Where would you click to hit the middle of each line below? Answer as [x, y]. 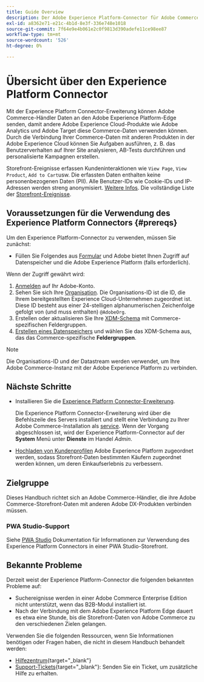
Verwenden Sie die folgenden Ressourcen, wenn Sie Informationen [90, 636]
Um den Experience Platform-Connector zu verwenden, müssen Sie [91, 237]
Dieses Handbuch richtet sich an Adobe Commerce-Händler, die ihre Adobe [101, 497]
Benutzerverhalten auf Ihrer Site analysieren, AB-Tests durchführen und [96, 150]
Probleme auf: [24, 586]
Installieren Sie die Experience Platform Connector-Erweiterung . [95, 401]
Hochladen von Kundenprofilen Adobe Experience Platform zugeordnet [104, 451]
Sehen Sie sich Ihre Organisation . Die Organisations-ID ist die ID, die [100, 292]
